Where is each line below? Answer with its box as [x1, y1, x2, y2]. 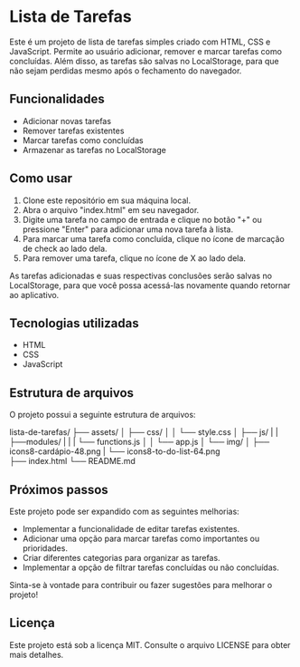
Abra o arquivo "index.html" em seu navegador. [22, 204, 200, 215]
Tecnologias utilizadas [9, 315, 139, 331]
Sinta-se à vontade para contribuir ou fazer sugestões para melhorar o [9, 580, 273, 590]
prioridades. [22, 543, 68, 554]
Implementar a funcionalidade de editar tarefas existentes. [22, 524, 240, 534]
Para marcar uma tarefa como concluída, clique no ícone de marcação [22, 233, 285, 244]
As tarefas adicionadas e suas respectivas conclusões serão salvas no [9, 270, 273, 281]
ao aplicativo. [9, 289, 60, 300]
